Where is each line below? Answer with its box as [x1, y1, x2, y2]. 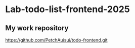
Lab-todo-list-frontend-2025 [5, 4, 130, 15]
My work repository [5, 24, 69, 32]
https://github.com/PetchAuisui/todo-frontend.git [5, 37, 108, 43]
